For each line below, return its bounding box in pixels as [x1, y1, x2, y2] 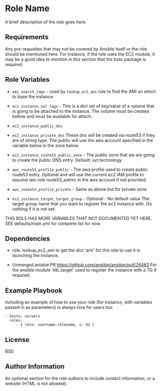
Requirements [5, 33, 49, 41]
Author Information [5, 362, 65, 371]
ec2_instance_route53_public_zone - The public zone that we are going [12, 152, 155, 158]
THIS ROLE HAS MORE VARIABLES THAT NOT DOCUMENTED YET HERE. [5, 215, 152, 221]
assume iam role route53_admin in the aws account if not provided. [12, 177, 147, 183]
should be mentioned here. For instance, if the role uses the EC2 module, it [5, 51, 155, 57]
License [5, 336, 30, 344]
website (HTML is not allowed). [5, 380, 68, 386]
